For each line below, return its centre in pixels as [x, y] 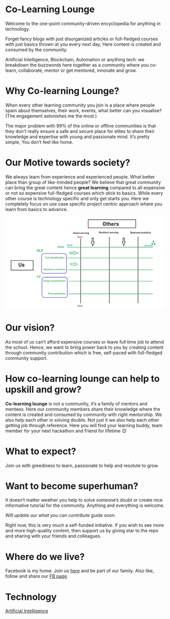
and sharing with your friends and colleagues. [53, 536]
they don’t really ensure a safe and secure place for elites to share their [80, 131]
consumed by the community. [36, 49]
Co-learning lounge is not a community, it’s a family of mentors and [76, 403]
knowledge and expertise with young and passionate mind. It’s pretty [78, 137]
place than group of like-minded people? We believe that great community [83, 182]
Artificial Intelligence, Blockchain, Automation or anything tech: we [75, 59]
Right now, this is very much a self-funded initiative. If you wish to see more [85, 525]
